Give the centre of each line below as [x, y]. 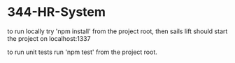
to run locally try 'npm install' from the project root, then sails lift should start [117, 31]
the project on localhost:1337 [49, 38]
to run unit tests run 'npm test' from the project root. [82, 52]
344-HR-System [57, 12]
